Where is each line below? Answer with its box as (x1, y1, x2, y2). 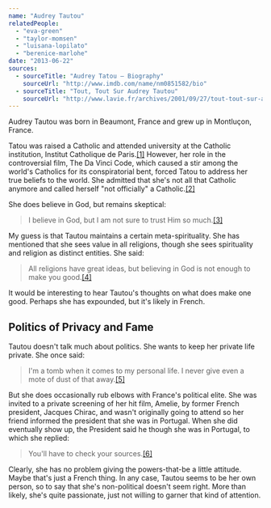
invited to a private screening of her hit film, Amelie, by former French (8, 399, 240, 409)
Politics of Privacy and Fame (8, 320, 154, 334)
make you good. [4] (27, 273, 92, 282)
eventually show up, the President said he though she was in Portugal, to (8, 425, 250, 434)
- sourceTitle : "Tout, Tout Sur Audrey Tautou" (15, 87, 179, 95)
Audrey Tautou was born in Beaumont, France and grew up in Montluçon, (8, 116, 252, 126)
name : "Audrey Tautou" (8, 11, 85, 20)
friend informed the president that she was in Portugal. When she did (8, 416, 238, 425)
